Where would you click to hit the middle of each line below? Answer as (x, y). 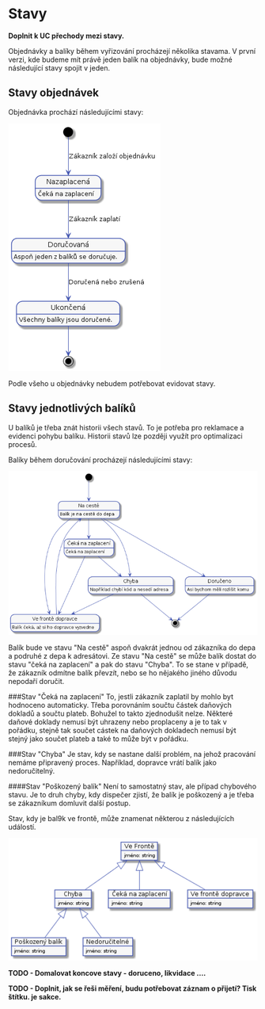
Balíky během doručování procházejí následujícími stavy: (100, 460)
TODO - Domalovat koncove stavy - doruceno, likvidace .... (107, 973)
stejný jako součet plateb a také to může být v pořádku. (98, 739)
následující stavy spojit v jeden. (59, 67)
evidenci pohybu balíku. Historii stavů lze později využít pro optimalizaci (125, 436)
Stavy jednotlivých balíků (72, 409)
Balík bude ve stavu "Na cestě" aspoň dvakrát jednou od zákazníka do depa (132, 648)
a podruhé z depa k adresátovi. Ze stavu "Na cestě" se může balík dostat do (132, 656)
